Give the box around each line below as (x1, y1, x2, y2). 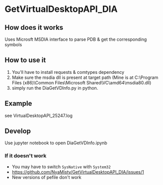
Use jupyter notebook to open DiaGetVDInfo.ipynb (4, 140, 107, 146)
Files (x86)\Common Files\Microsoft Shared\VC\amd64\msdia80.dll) (11, 79, 152, 85)
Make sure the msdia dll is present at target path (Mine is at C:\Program (11, 74, 159, 80)
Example (4, 99, 32, 108)
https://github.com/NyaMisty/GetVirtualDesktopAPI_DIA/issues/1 (11, 169, 145, 175)
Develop (4, 127, 31, 135)
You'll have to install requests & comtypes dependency (11, 69, 125, 75)
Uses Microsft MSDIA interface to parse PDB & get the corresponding (4, 36, 147, 42)
